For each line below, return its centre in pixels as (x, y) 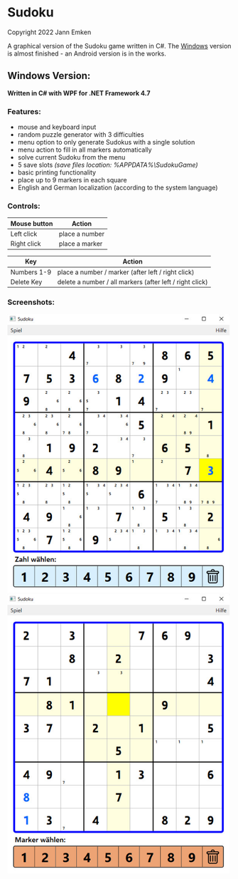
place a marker (81, 244)
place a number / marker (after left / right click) (126, 272)
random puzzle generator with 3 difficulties (81, 135)
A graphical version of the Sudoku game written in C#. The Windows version (119, 46)
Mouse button (32, 223)
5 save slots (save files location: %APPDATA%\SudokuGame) (108, 165)
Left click (24, 234)
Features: (24, 111)
